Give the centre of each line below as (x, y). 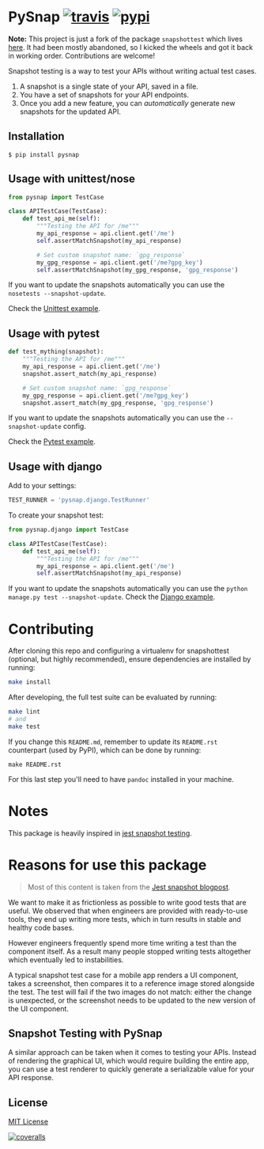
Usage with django (55, 466)
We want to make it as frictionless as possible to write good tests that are (127, 902)
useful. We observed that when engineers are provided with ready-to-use (128, 911)
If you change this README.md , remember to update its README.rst (113, 741)
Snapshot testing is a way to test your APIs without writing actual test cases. (132, 70)
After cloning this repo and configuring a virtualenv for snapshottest (119, 651)
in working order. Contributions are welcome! (82, 55)
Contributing (51, 629)
